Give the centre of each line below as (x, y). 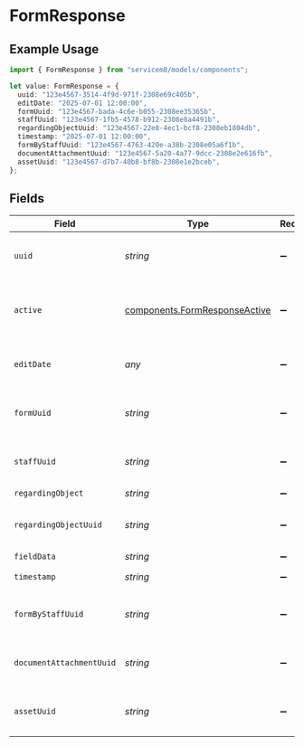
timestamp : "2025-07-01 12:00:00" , (85, 137)
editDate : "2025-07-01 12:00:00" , (82, 103)
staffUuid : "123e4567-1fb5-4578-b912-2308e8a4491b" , (119, 120)
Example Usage (54, 49)
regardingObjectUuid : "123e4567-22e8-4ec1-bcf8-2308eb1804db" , (139, 128)
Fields (27, 198)
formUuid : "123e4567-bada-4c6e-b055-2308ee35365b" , (117, 111)
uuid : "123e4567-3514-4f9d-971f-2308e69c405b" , (109, 94)
